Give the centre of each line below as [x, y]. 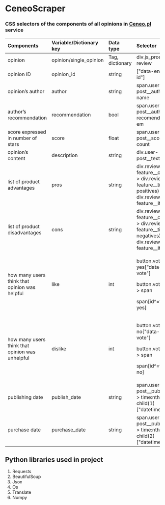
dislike [59, 349]
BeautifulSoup [27, 477]
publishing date [25, 397]
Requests [22, 472]
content [16, 159]
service [14, 30]
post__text [148, 159]
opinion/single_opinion [78, 60]
